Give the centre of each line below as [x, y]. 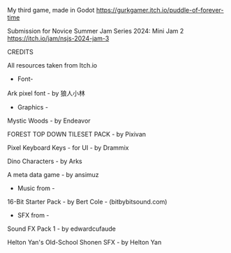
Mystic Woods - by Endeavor [49, 121]
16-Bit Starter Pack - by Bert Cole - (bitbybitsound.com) [87, 202]
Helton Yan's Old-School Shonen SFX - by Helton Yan [84, 242]
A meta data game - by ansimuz [53, 175]
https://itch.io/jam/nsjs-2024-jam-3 [58, 38]
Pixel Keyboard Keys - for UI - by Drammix [68, 148]
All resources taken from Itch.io [52, 65]
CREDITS [20, 52]
